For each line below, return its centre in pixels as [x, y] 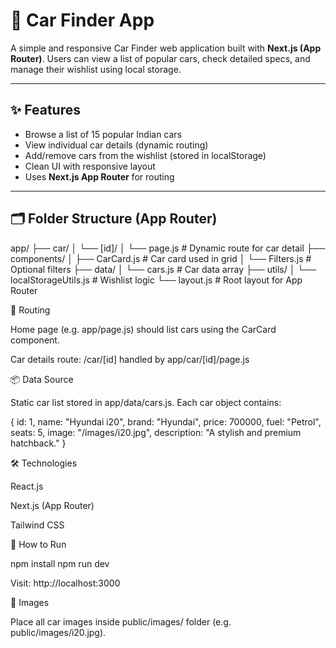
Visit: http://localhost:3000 [65, 583]
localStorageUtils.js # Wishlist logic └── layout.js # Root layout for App [156, 280]
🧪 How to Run [38, 544]
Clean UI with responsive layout [90, 166]
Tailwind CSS [37, 525]
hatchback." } [38, 443]
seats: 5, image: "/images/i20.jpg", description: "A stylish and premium [156, 432]
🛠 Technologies [44, 463]
